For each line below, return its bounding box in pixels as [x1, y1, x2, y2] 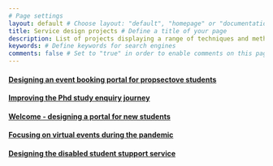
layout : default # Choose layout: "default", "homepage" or [8, 19, 217, 28]
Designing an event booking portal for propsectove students [8, 74, 217, 84]
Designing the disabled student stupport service [8, 148, 176, 158]
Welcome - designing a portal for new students [8, 111, 171, 121]
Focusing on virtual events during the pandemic [8, 130, 174, 140]
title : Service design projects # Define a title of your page [8, 27, 227, 35]
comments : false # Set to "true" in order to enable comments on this [8, 49, 253, 57]
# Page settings [8, 11, 63, 20]
